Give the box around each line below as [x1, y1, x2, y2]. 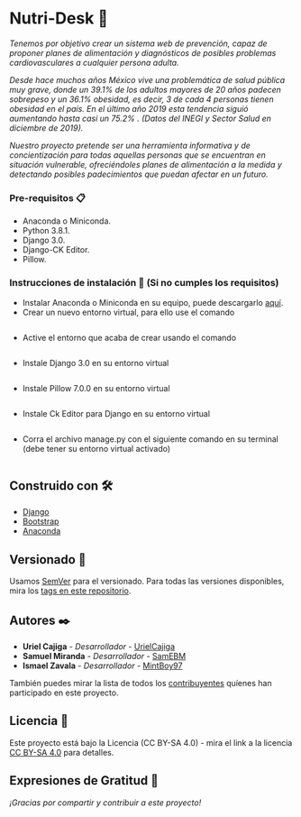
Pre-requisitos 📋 [9, 191, 86, 204]
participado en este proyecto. [9, 687, 119, 698]
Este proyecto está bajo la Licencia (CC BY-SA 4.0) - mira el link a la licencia [9, 737, 293, 748]
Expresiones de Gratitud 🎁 [9, 773, 160, 788]
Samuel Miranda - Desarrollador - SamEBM [22, 650, 187, 661]
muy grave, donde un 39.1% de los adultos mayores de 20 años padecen [9, 84, 282, 95]
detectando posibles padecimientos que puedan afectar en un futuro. [9, 169, 269, 179]
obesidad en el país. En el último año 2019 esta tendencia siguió [9, 103, 249, 114]
